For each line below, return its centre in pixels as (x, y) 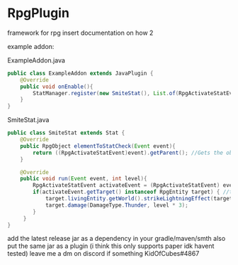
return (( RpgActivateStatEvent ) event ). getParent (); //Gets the (128, 153)
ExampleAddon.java (36, 60)
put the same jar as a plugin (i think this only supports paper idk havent (111, 246)
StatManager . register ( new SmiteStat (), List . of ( (106, 93)
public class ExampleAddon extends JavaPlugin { (80, 73)
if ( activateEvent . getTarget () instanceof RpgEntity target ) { (126, 192)
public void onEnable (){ (57, 87)
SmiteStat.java (28, 120)
